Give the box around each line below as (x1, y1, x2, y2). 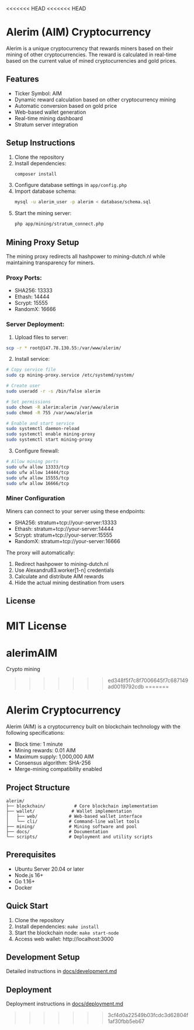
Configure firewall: (14, 448, 60, 455)
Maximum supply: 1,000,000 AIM (14, 753, 94, 760)
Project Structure (6, 782, 70, 793)
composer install (14, 171, 57, 177)
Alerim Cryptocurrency (6, 704, 121, 717)
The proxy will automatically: (6, 549, 75, 556)
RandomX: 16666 (14, 306, 57, 313)
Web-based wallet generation (14, 108, 86, 115)
